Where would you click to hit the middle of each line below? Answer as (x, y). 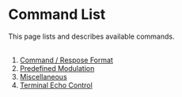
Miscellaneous (43, 76)
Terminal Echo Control (56, 85)
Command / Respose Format (66, 60)
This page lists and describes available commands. (91, 36)
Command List (57, 15)
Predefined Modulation (57, 68)
